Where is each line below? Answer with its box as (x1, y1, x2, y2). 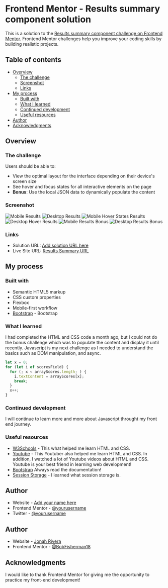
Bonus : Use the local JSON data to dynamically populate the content (12, 189, 155, 195)
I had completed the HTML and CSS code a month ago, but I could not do (5, 334, 157, 340)
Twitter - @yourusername (12, 511, 66, 517)
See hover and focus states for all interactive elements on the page (12, 184, 152, 190)
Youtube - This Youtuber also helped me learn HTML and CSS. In (12, 450, 147, 456)
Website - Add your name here (12, 500, 76, 506)
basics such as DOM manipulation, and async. (5, 350, 101, 356)
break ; (14, 378, 28, 383)
